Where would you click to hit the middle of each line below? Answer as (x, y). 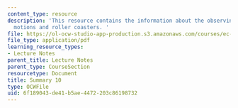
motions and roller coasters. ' (62, 27)
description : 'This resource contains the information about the (106, 21)
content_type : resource (42, 14)
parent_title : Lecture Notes (50, 60)
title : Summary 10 (34, 80)
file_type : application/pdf (49, 40)
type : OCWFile (28, 87)
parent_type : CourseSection (49, 67)
